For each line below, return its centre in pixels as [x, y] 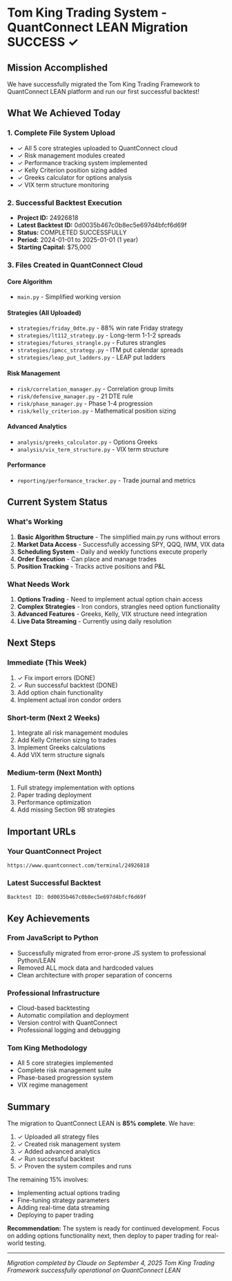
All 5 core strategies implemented [65, 1063]
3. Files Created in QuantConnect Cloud [75, 265]
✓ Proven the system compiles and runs [74, 1166]
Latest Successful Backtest [54, 883]
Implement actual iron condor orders [69, 700]
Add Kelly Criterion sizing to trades [67, 740]
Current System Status [58, 502]
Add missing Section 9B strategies [66, 810]
